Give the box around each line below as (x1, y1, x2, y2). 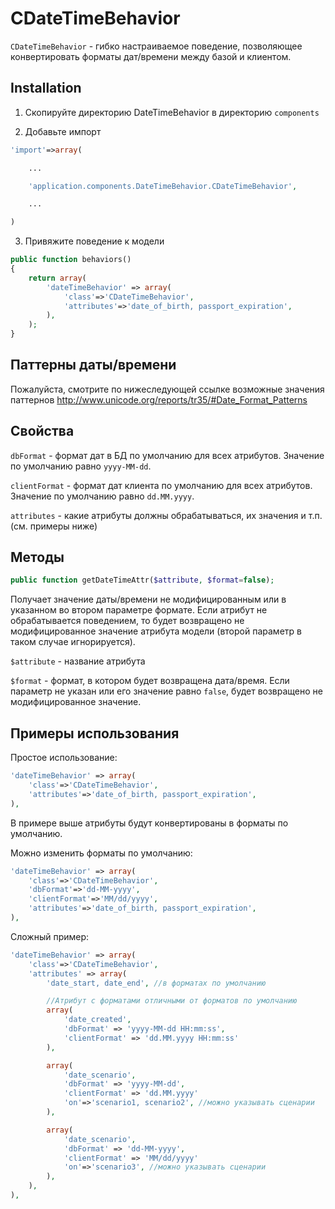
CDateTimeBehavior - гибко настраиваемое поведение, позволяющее (10, 40, 303, 52)
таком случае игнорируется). (10, 636, 136, 648)
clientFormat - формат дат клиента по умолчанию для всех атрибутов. (10, 479, 313, 491)
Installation (10, 80, 82, 97)
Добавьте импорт (24, 125, 102, 137)
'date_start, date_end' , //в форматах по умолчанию (46, 978, 267, 988)
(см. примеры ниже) (10, 520, 98, 532)
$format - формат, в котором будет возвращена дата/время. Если (10, 675, 290, 687)
